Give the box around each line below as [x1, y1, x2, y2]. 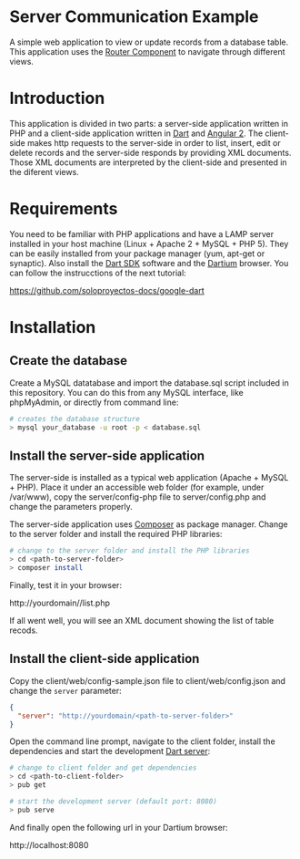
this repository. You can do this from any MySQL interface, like [9, 387, 244, 398]
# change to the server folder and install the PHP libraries [9, 546, 250, 555]
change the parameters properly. [9, 502, 134, 512]
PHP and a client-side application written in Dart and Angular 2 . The [9, 128, 264, 139]
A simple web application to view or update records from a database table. [9, 36, 289, 47]
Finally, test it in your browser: [9, 580, 123, 590]
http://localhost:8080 [9, 839, 89, 850]
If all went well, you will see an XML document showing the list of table [9, 616, 275, 626]
